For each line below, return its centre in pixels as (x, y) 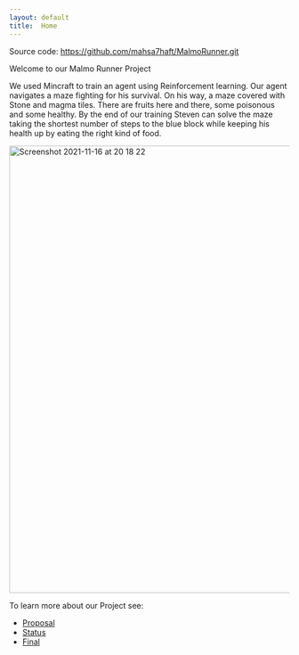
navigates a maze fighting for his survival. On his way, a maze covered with (147, 95)
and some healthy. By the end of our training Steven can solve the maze (141, 114)
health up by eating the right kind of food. (85, 133)
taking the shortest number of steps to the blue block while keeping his (139, 123)
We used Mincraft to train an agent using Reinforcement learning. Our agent (148, 86)
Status (34, 632)
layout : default (39, 17)
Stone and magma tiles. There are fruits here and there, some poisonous (142, 104)
